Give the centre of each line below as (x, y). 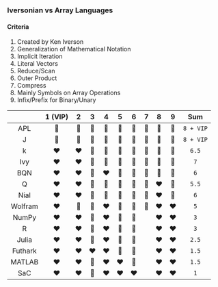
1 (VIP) (57, 117)
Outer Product (37, 78)
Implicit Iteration (40, 56)
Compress (31, 86)
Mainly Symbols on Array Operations (69, 93)
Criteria (18, 27)
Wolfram (25, 206)
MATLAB (25, 262)
